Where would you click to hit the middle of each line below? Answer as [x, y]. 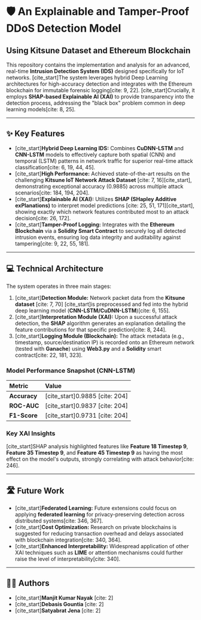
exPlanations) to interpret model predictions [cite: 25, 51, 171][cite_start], [104, 205]
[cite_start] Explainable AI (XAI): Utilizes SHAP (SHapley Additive [96, 199]
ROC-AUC [24, 406]
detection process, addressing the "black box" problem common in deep [96, 103]
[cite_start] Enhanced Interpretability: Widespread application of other [102, 546]
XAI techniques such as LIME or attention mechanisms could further [99, 553]
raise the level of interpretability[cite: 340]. [68, 559]
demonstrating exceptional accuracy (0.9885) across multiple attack [99, 186]
